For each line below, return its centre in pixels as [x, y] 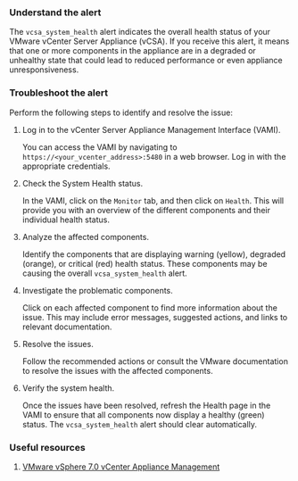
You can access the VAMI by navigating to [99, 147]
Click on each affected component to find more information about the [150, 307]
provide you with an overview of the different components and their [146, 210]
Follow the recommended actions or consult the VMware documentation [155, 361]
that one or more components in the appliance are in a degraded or [132, 51]
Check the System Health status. [83, 183]
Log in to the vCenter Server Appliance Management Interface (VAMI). [151, 129]
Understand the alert [55, 12]
